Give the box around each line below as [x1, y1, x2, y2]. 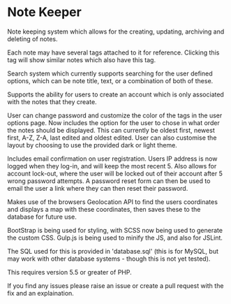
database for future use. [7, 212, 77, 221]
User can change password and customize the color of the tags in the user [7, 111, 223, 120]
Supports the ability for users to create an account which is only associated [7, 90, 225, 99]
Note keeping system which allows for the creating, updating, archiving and [7, 27, 225, 36]
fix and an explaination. [7, 289, 75, 297]
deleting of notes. [7, 34, 58, 43]
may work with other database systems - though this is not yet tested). [7, 254, 211, 263]
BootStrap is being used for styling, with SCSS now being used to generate [7, 226, 223, 234]
